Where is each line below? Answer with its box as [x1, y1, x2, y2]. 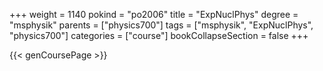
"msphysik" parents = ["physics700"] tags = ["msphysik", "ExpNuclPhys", [9, 19, 314, 31]
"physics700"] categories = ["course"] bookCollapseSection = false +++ [9, 30, 309, 41]
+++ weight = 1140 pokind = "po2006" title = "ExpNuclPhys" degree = [9, 9, 299, 20]
